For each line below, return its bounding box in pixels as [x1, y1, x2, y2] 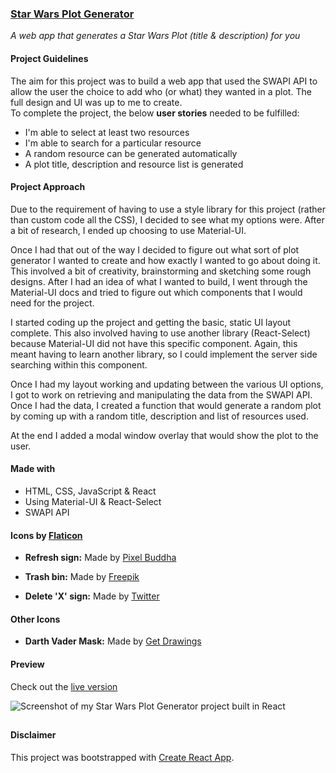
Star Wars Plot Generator [10, 7, 135, 21]
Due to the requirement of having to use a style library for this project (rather [10, 203, 326, 215]
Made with [10, 463, 56, 475]
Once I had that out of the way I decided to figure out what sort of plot [10, 243, 300, 256]
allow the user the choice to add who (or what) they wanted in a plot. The [10, 85, 312, 97]
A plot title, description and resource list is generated [24, 158, 244, 170]
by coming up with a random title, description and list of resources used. [10, 410, 309, 422]
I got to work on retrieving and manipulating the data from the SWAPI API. [10, 388, 313, 401]
